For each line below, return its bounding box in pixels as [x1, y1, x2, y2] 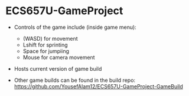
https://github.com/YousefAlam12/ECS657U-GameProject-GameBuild [14, 82, 184, 90]
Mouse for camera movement [22, 54, 95, 61]
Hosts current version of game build [14, 65, 102, 72]
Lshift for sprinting [22, 41, 69, 48]
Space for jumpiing [22, 47, 69, 54]
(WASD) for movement [22, 35, 78, 42]
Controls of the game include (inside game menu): [14, 24, 136, 31]
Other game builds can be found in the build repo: [14, 77, 136, 84]
